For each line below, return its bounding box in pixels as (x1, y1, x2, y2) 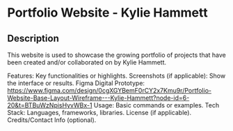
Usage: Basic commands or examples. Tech (93, 101, 220, 109)
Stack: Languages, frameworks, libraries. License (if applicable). (7, 109, 192, 116)
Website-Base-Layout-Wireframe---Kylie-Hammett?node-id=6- (7, 94, 190, 102)
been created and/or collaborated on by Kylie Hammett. (7, 58, 167, 67)
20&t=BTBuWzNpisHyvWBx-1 (7, 101, 93, 109)
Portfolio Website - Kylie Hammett (7, 5, 208, 21)
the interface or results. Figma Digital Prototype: (7, 79, 145, 87)
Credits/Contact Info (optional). (7, 116, 97, 124)
